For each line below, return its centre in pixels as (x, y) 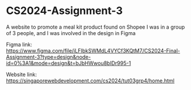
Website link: (21, 74)
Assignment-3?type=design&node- (48, 57)
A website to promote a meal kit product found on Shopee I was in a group (95, 27)
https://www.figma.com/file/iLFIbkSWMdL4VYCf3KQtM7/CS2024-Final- (93, 50)
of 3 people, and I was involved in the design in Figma (71, 33)
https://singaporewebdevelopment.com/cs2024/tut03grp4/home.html (90, 81)
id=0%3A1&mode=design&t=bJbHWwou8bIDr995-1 (69, 63)
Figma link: (19, 44)
